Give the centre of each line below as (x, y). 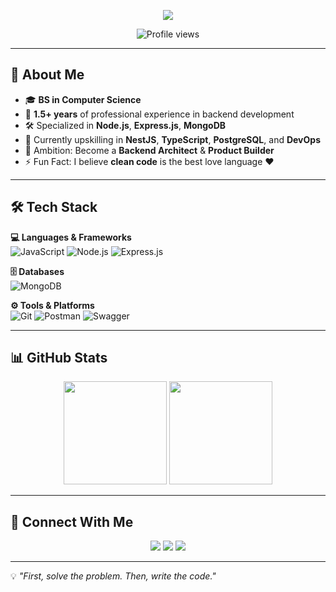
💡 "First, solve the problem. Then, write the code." (113, 576)
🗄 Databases (37, 271)
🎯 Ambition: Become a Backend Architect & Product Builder (149, 150)
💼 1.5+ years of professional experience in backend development (159, 114)
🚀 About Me (47, 75)
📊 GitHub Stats (59, 358)
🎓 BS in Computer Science (83, 99)
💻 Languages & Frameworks (71, 237)
